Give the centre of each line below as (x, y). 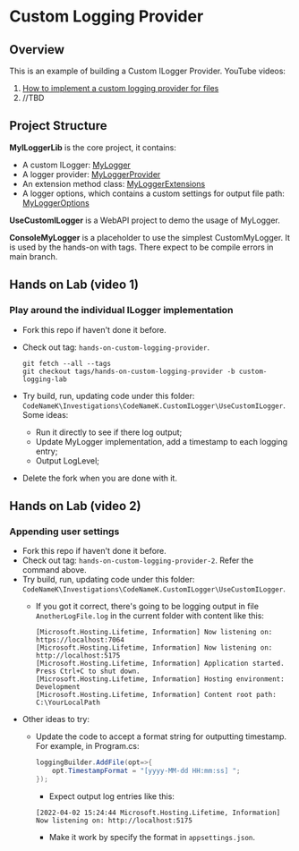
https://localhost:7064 (80, 640)
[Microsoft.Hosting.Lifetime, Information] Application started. (160, 664)
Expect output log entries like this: (111, 796)
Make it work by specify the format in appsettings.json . (152, 837)
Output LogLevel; (68, 460)
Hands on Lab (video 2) (75, 506)
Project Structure (58, 126)
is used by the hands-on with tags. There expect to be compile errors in (141, 247)
